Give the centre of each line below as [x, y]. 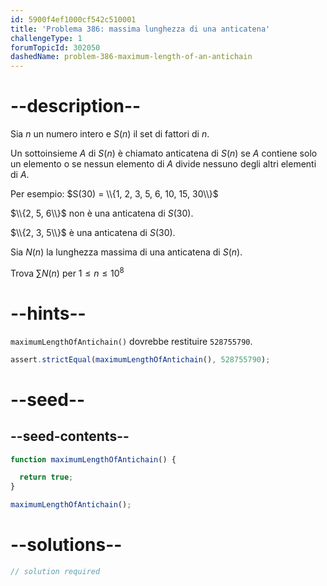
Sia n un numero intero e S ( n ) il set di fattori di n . [110, 134]
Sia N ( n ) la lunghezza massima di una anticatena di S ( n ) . [126, 252]
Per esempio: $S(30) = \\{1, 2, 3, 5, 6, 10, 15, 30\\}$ [114, 194]
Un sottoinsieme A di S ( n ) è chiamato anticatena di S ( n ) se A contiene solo [164, 153]
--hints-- [48, 313]
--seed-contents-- [70, 436]
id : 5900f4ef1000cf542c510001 [73, 19]
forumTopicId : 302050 [55, 47]
